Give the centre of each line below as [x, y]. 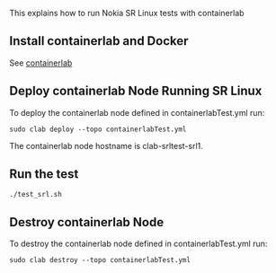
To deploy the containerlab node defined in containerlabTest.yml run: [137, 112]
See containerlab [41, 63]
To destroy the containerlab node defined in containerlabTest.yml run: [138, 244]
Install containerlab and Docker [99, 41]
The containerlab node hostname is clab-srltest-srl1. [107, 145]
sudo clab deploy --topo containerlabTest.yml [98, 129]
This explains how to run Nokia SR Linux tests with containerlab [127, 13]
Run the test [44, 174]
